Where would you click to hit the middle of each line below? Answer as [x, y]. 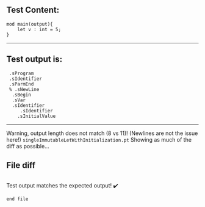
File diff [21, 165]
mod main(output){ [30, 24]
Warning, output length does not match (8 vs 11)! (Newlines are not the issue [102, 133]
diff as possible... [28, 146]
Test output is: [34, 60]
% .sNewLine [24, 89]
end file [17, 199]
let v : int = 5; [39, 29]
